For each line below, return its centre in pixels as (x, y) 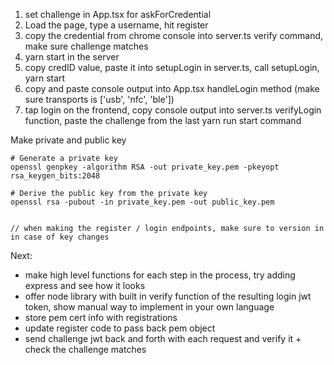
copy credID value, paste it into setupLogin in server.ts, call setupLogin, (172, 67)
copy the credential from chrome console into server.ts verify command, (174, 35)
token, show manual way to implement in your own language (149, 307)
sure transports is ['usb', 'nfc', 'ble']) (99, 99)
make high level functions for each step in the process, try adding (160, 275)
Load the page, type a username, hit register (116, 25)
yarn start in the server (72, 57)
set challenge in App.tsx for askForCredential (118, 14)
